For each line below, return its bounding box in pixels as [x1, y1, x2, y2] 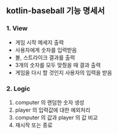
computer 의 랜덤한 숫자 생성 [15, 98, 85, 106]
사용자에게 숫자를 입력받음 [15, 46, 77, 53]
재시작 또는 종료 [15, 121, 53, 129]
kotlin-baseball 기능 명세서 [6, 5, 105, 16]
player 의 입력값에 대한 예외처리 [15, 106, 91, 113]
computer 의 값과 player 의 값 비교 [15, 113, 98, 121]
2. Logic [6, 84, 30, 92]
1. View [6, 24, 28, 33]
